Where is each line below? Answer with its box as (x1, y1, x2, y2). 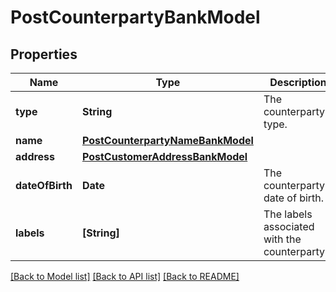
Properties (10, 46, 78, 63)
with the (263, 232, 302, 246)
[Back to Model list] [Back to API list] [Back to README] (10, 271, 240, 282)
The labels (263, 207, 313, 221)
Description (269, 76, 327, 89)
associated (263, 220, 315, 233)
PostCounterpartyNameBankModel (81, 134, 254, 147)
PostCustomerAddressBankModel (81, 150, 248, 163)
